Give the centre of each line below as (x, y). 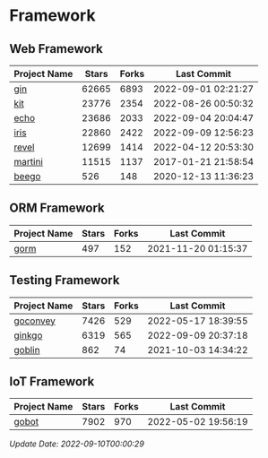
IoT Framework (52, 382)
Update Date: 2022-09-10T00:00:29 (77, 444)
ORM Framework (57, 208)
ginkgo (28, 335)
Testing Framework (65, 280)
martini (28, 162)
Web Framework (56, 49)
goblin (27, 350)
